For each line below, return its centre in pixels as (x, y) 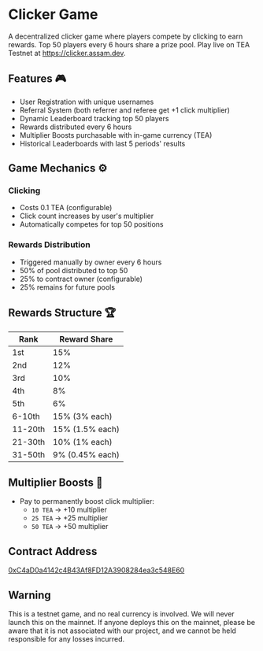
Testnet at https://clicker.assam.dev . (67, 53)
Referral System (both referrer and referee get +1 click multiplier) (125, 110)
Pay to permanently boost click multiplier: (87, 501)
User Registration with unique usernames (87, 102)
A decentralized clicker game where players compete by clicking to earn (126, 36)
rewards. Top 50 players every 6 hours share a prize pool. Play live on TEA (129, 44)
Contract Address (53, 551)
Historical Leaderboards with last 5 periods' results (102, 143)
